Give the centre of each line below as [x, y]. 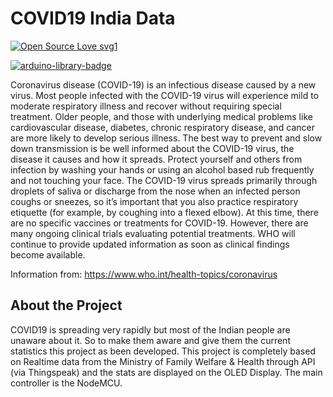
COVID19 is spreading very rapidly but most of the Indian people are [150, 329]
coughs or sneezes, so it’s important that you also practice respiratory [154, 201]
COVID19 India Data [93, 18]
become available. [48, 254]
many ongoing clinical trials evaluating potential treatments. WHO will [153, 233]
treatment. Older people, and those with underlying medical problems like [161, 116]
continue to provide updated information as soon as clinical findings [150, 244]
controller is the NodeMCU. [66, 383]
